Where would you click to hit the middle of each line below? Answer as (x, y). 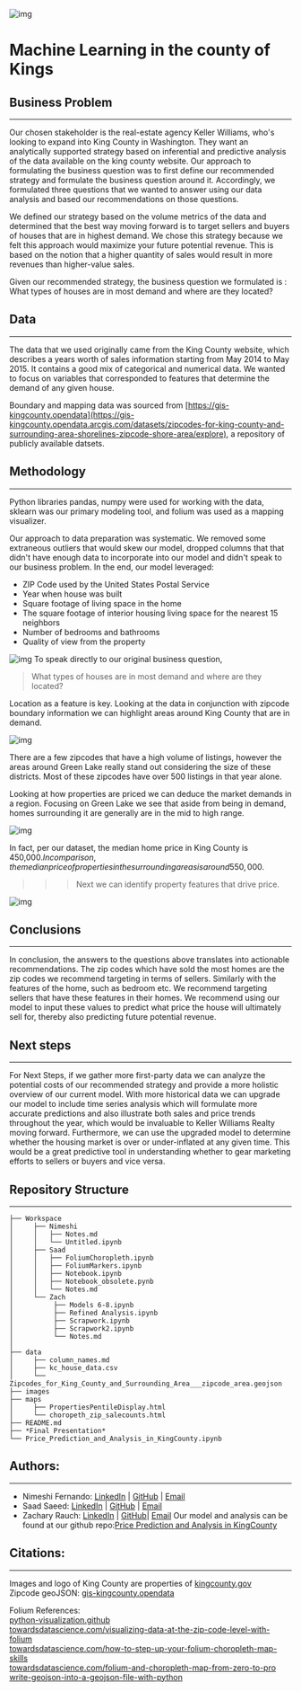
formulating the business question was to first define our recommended (142, 170)
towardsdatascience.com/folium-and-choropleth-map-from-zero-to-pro (142, 1668)
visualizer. (28, 520)
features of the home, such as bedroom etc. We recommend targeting (138, 988)
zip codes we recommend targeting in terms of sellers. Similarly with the (143, 978)
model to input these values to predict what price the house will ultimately (146, 1007)
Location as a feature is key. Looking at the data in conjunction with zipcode (150, 703)
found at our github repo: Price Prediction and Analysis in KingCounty (150, 1525)
